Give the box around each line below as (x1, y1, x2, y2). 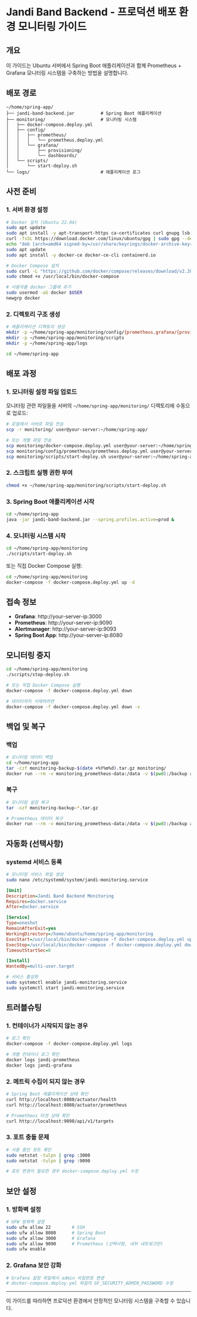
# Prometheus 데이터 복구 (6, 815, 63, 822)
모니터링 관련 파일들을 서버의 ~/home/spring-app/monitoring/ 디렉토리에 (6, 402, 175, 409)
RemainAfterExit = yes (6, 926, 57, 931)
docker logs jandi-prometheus (6, 1057, 80, 1063)
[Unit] (6, 887, 22, 893)
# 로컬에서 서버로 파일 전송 (6, 421, 64, 427)
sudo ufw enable (6, 1246, 46, 1252)
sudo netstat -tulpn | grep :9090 (6, 1158, 91, 1164)
